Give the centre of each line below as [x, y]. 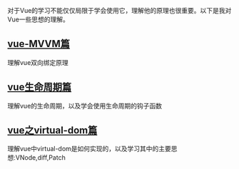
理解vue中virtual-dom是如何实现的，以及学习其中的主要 [89, 149]
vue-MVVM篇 [39, 44]
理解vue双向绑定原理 [38, 62]
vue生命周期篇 [40, 87]
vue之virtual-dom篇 [52, 130]
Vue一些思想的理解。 [39, 19]
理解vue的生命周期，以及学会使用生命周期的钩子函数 [85, 106]
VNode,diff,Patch [40, 158]
